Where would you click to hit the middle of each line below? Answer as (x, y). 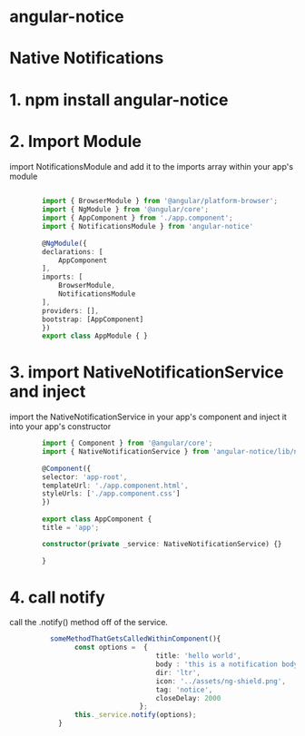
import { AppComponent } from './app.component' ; (138, 218)
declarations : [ (73, 251)
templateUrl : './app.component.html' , (115, 486)
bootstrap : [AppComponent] (93, 319)
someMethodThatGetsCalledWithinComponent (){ (135, 639)
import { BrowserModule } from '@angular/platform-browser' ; (160, 201)
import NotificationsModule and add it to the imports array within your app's (151, 166)
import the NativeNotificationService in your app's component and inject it (148, 417)
